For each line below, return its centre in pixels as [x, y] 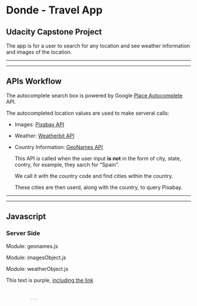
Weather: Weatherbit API [44, 136]
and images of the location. [39, 52]
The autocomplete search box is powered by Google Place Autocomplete [94, 95]
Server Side [23, 233]
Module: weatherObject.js [37, 269]
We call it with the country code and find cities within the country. [94, 176]
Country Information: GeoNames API [59, 147]
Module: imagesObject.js [36, 257]
